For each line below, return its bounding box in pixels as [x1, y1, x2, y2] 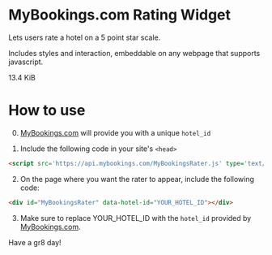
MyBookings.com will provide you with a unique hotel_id [19, 127, 211, 137]
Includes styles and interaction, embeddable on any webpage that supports [8, 48, 261, 58]
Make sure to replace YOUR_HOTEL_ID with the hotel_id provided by [19, 213, 252, 223]
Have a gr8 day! [8, 237, 62, 247]
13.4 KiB [8, 72, 36, 82]
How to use [8, 102, 86, 119]
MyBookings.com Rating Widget [8, 6, 232, 24]
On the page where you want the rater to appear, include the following [19, 174, 255, 184]
